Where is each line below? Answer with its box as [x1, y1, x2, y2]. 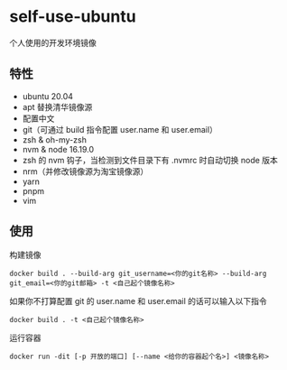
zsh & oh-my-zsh [22, 134, 88, 145]
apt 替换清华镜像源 [22, 101, 93, 112]
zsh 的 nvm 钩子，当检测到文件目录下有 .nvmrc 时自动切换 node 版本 [22, 154, 278, 165]
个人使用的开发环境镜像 [9, 37, 97, 48]
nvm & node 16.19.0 [22, 143, 95, 154]
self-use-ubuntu [9, 6, 137, 27]
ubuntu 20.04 [22, 90, 74, 101]
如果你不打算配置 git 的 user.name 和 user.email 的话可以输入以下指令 [9, 295, 268, 306]
